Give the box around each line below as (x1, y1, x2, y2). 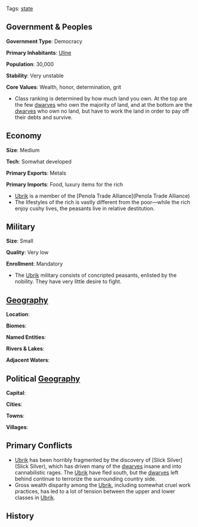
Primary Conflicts (6, 441, 73, 451)
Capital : (6, 389, 26, 397)
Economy (6, 131, 42, 141)
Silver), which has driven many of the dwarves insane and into (30, 463, 181, 470)
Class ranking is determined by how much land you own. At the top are (14, 94, 187, 102)
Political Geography (6, 374, 80, 384)
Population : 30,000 (6, 60, 54, 67)
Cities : (6, 401, 22, 408)
